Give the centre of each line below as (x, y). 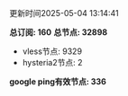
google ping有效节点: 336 (58, 82)
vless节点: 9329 (52, 51)
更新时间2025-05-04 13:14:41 (64, 13)
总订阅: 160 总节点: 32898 (59, 32)
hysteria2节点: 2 (52, 62)
